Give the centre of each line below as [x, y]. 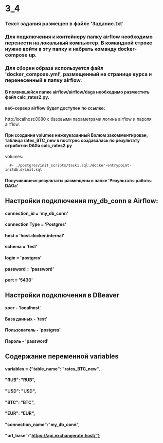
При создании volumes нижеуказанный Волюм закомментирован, [77, 135]
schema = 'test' [21, 247]
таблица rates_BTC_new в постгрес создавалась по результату [72, 140]
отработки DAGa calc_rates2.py [38, 146]
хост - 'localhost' [23, 308]
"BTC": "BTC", [20, 402]
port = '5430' [19, 280]
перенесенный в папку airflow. [44, 80]
